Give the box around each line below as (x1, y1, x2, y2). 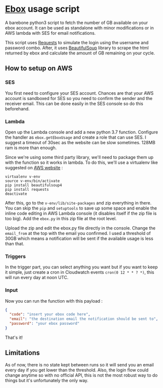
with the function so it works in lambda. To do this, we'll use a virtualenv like (5, 159, 158, 165)
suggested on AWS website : (5, 164, 63, 170)
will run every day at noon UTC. (5, 275, 69, 281)
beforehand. (5, 105, 30, 111)
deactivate (5, 191, 27, 196)
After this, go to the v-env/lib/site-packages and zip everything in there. (5, 200, 152, 206)
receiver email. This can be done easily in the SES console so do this (5, 101, 143, 106)
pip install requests (5, 187, 49, 192)
